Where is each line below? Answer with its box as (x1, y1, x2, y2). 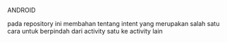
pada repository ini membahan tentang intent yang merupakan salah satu (7, 20, 220, 27)
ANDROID (7, 6, 36, 14)
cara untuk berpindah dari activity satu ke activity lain (7, 27, 164, 35)
